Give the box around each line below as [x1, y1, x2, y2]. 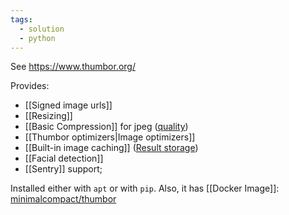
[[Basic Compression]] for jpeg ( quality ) [24, 121, 189, 133]
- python [19, 33, 56, 43]
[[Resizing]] [24, 110, 73, 122]
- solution [19, 24, 65, 34]
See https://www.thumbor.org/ [10, 61, 137, 73]
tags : [10, 14, 33, 25]
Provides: [10, 80, 50, 92]
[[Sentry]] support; [24, 163, 103, 175]
